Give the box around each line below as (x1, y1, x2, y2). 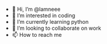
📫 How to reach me (11, 32, 62, 38)
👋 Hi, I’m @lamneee (11, 6, 61, 12)
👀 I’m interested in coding (11, 12, 76, 19)
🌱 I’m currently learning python (11, 18, 89, 25)
